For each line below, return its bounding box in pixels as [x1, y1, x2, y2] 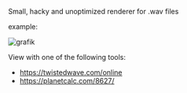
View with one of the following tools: [8, 53, 126, 61]
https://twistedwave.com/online [19, 68, 123, 77]
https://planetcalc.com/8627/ [19, 76, 115, 85]
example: [8, 22, 38, 31]
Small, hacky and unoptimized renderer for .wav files [8, 7, 179, 16]
